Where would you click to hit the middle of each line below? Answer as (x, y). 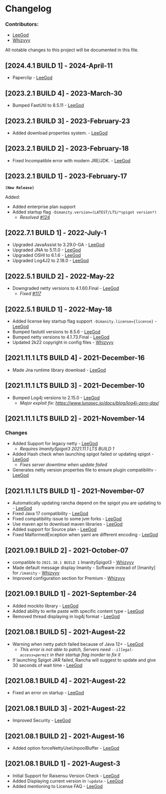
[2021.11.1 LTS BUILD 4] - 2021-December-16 (75, 358)
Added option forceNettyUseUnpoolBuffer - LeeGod (66, 748)
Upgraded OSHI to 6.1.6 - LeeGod (46, 255)
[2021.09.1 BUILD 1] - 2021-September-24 (71, 594)
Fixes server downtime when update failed (63, 465)
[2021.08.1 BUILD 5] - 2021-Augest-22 (65, 632)
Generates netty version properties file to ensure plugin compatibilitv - (84, 470)
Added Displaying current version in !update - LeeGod (68, 781)
